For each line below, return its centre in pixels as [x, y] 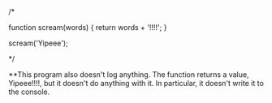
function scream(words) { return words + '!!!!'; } [88, 27]
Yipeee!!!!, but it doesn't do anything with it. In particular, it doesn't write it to [136, 83]
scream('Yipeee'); [39, 43]
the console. [29, 92]
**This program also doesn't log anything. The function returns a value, [129, 75]
